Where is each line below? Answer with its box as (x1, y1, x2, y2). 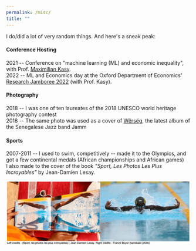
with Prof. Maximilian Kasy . (6, 65, 72, 72)
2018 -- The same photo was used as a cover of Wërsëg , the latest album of (6, 117, 191, 124)
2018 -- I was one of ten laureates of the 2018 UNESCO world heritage (6, 104, 177, 111)
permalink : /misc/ (6, 9, 51, 15)
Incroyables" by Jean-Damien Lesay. (6, 169, 96, 176)
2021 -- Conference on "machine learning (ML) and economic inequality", (6, 59, 184, 66)
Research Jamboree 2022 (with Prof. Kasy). (6, 78, 112, 85)
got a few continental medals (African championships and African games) (6, 156, 184, 163)
